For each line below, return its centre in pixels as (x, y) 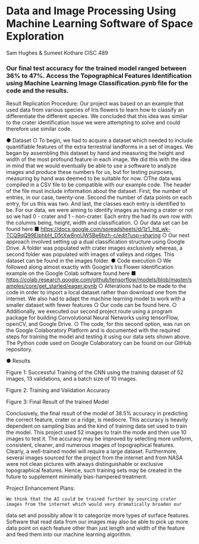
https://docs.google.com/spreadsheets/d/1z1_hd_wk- (106, 229)
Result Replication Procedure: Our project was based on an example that (95, 104)
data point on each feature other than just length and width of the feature (96, 528)
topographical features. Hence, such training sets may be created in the (94, 470)
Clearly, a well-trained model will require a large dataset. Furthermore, (92, 452)
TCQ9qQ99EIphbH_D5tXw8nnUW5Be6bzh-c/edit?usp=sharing (83, 235)
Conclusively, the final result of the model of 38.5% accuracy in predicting (97, 414)
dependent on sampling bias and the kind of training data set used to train (97, 426)
